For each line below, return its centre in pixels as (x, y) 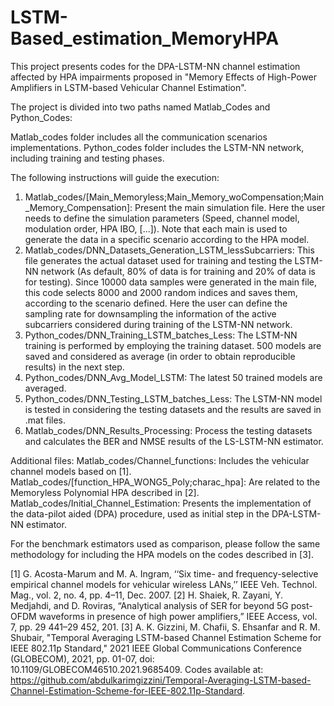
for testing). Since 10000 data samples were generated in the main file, (170, 282)
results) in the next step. (74, 367)
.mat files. (45, 420)
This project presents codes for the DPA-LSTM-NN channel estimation (155, 66)
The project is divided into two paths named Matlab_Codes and (140, 107)
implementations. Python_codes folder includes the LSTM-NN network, (157, 147)
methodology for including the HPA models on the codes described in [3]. (162, 554)
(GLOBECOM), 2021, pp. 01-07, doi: (82, 658)
